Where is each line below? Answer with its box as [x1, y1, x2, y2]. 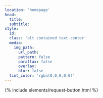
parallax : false [18, 59, 53, 64]
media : [9, 40, 23, 45]
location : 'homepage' [5, 7, 50, 13]
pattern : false [18, 54, 50, 60]
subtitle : [9, 21, 30, 27]
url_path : [18, 50, 39, 55]
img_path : [14, 45, 35, 50]
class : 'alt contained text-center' [9, 36, 86, 41]
